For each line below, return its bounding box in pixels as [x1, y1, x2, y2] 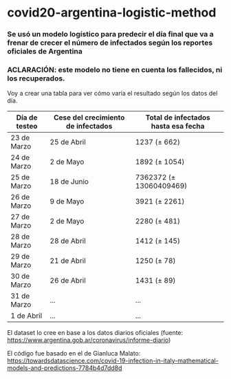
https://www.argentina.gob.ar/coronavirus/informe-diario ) [7, 336, 171, 345]
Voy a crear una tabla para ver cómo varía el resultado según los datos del [7, 89, 218, 98]
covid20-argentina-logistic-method [7, 5, 217, 21]
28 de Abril [49, 236, 86, 246]
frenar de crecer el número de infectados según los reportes [7, 38, 213, 47]
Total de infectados [145, 113, 211, 122]
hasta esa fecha [151, 122, 205, 131]
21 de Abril [49, 256, 86, 266]
